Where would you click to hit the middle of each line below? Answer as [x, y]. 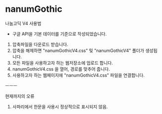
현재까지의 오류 [20, 96]
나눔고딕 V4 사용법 [23, 23]
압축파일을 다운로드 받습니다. [40, 44]
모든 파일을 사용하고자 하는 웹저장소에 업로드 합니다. [62, 63]
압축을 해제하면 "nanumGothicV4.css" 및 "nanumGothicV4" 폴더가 [78, 50]
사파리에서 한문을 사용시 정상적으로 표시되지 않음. [60, 107]
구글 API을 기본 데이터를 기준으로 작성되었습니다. [59, 34]
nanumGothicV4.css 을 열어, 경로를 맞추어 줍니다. [61, 69]
